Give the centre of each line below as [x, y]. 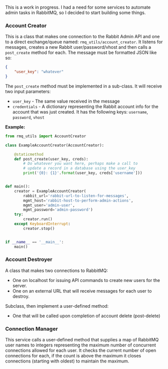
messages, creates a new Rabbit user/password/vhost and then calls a [78, 47]
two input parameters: [28, 91]
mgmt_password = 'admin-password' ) [58, 210]
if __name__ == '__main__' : [35, 242]
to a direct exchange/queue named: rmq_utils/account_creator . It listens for [84, 42]
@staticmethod [29, 154]
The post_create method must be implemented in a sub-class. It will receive [83, 86]
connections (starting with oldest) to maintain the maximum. [67, 361]
